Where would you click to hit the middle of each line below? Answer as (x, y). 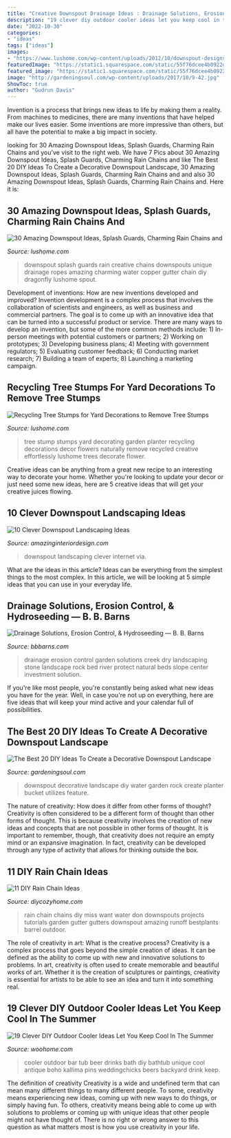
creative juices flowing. (40, 491)
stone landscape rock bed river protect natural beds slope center (116, 667)
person (17, 336)
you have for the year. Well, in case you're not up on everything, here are (110, 695)
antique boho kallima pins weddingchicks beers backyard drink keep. (122, 1069)
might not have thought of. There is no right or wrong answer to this (103, 1119)
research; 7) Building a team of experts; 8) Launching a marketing (100, 358)
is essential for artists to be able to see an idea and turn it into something (110, 979)
